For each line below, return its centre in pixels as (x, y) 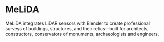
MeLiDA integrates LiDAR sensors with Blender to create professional (78, 23)
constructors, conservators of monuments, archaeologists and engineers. (82, 34)
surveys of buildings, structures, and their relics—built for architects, (77, 28)
